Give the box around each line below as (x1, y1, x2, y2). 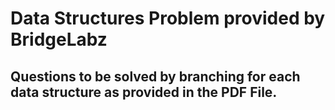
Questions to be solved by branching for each (10, 68, 301, 85)
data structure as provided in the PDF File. (10, 83, 278, 101)
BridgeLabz (10, 28, 108, 51)
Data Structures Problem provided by (10, 7, 326, 30)
